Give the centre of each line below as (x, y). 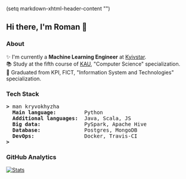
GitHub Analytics (31, 157)
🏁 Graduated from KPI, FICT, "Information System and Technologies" (90, 72)
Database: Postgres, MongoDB (75, 130)
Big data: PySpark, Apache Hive (79, 124)
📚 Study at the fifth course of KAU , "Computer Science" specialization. (93, 64)
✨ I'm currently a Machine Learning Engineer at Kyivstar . (76, 57)
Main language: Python (58, 112)
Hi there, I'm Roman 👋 (47, 27)
